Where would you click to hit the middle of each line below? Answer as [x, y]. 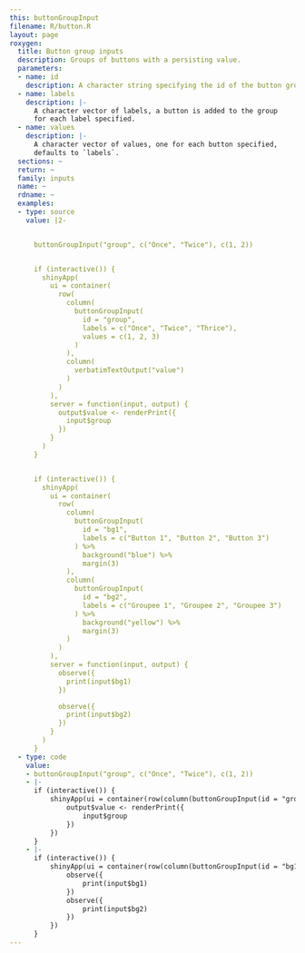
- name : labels [46, 93]
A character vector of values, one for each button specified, [156, 144]
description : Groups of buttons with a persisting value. [130, 60]
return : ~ [36, 170]
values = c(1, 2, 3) [121, 337]
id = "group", [109, 319]
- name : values [46, 128]
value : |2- [46, 220]
